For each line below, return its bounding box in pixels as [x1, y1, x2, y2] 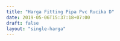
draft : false [6, 20, 39, 26]
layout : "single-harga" [6, 25, 66, 32]
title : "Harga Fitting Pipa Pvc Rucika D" [6, 8, 115, 15]
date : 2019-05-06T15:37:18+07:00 [6, 14, 90, 20]
